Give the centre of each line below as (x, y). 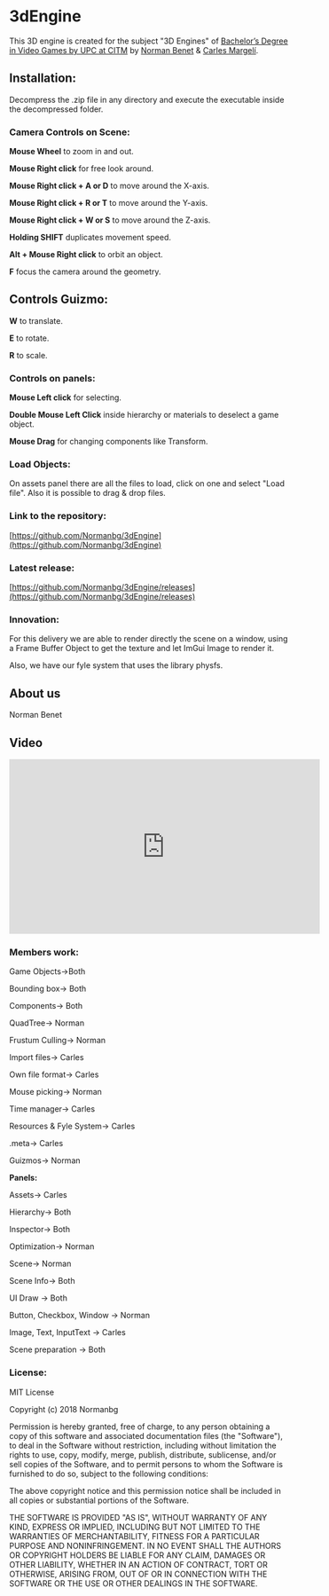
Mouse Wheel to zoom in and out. (72, 152)
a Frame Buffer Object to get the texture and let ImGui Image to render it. (142, 649)
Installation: (43, 79)
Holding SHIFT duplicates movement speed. (90, 238)
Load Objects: (40, 465)
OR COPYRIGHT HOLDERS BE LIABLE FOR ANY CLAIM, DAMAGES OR (137, 1555)
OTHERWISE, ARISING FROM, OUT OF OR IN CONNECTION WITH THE (138, 1574)
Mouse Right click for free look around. (82, 169)
